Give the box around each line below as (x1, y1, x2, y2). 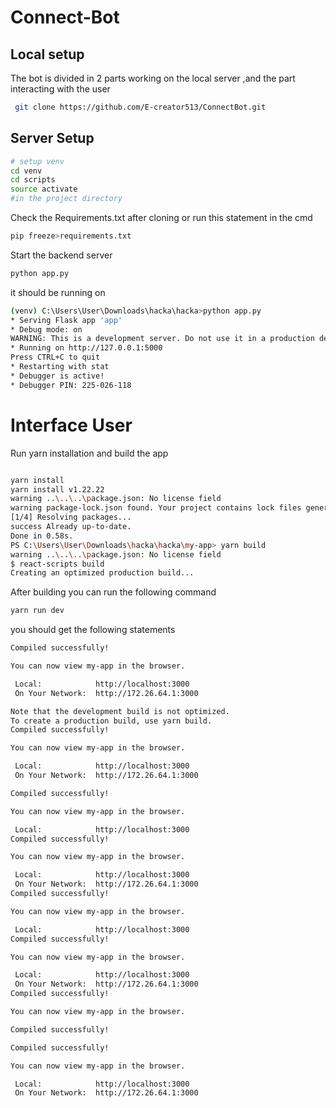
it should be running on (10, 286, 106, 298)
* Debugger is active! (10, 371, 105, 381)
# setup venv (10, 156, 65, 166)
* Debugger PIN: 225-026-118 (10, 380, 132, 390)
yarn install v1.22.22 (10, 484, 105, 495)
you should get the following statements (10, 624, 176, 636)
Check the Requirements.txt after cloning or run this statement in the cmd (10, 212, 313, 224)
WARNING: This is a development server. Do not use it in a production (10, 334, 315, 344)
